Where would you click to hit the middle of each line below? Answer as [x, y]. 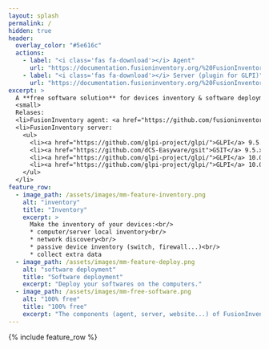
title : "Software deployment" [73, 277]
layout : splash [34, 16]
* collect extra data [66, 254]
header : [21, 38]
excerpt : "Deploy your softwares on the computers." [112, 284]
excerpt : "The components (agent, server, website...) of [121, 314]
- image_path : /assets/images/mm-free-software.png [104, 292]
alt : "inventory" [52, 202]
